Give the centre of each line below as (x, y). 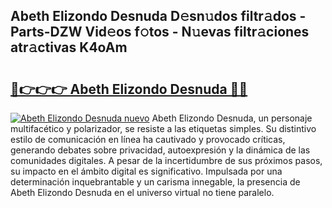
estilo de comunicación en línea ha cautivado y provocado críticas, (148, 139)
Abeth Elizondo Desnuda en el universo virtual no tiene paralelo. (142, 192)
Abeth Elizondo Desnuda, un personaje (232, 118)
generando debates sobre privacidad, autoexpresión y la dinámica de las (160, 150)
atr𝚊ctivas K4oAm (69, 47)
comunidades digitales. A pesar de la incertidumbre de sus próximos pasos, (166, 160)
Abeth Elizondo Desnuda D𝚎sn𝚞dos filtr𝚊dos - (158, 16)
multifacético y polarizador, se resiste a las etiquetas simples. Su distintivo (163, 128)
